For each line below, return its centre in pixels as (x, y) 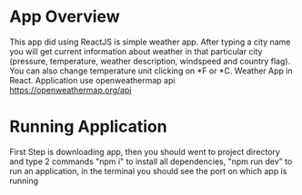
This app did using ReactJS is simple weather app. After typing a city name (150, 42)
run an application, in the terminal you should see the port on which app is (148, 171)
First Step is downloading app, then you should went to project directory (145, 151)
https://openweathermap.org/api (70, 90)
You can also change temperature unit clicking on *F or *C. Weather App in (151, 71)
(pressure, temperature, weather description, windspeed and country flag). (150, 61)
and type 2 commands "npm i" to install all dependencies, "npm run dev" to (151, 161)
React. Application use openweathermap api (92, 80)
